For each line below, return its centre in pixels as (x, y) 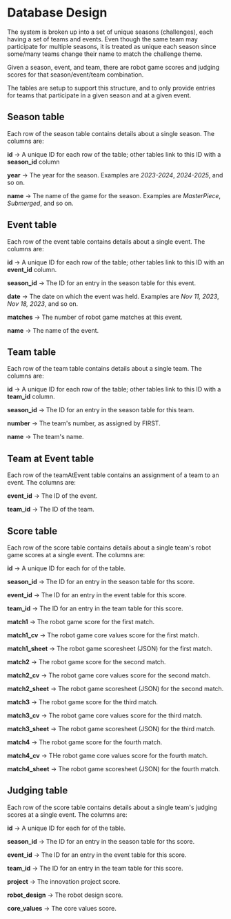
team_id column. (31, 397)
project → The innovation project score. (64, 881)
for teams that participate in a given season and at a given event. (99, 95)
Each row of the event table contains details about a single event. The (106, 241)
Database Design (57, 13)
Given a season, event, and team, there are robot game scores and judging (113, 67)
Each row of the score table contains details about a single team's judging (112, 807)
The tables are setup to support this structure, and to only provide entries (111, 88)
